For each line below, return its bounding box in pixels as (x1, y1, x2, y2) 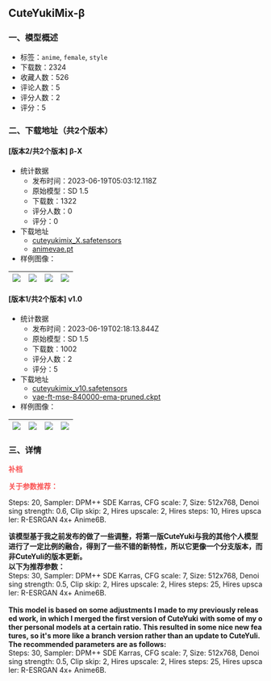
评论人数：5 (19, 82, 60, 92)
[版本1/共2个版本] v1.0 (8, 294, 83, 304)
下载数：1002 (31, 344, 77, 354)
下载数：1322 (31, 195, 77, 205)
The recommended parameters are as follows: (8, 640, 167, 649)
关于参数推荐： (8, 481, 58, 491)
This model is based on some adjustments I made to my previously (8, 605, 236, 615)
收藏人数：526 (19, 72, 69, 82)
